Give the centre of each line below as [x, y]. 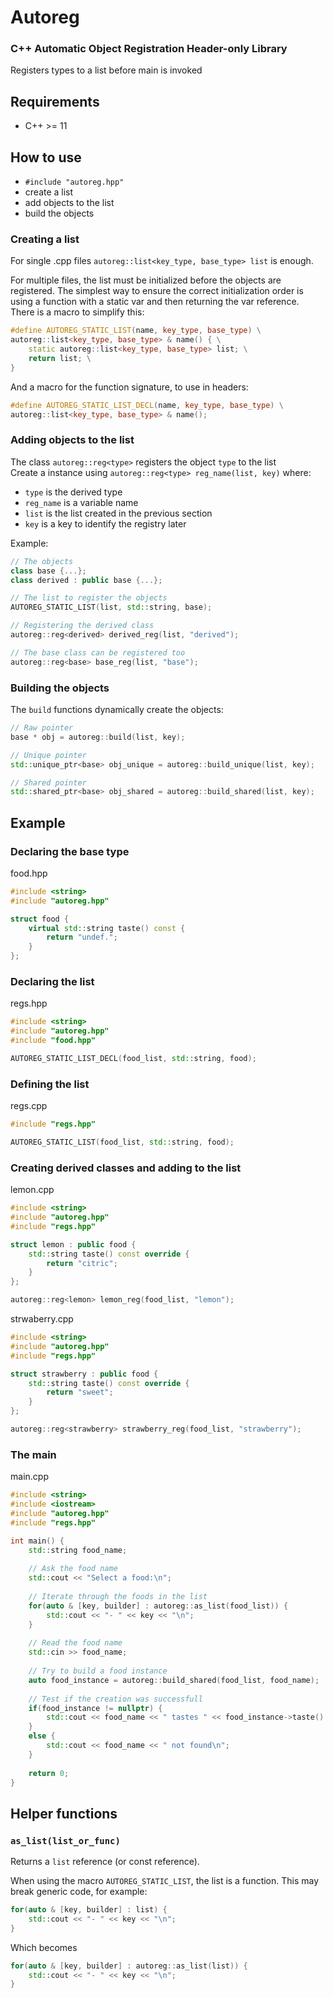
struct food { [40, 919]
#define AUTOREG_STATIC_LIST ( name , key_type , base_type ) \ [136, 331]
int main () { [37, 1541]
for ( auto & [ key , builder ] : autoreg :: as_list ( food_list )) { [158, 1606]
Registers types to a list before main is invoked [106, 70]
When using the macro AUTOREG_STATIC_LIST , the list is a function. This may [165, 1881]
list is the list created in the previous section [118, 513]
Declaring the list [52, 981]
